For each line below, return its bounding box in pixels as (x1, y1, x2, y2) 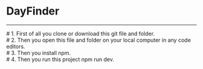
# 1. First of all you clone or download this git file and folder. (6, 30, 155, 37)
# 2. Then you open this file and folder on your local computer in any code (6, 36, 192, 44)
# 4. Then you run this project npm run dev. (6, 56, 115, 63)
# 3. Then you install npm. (6, 49, 71, 56)
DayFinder (6, 4, 60, 18)
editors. (6, 42, 25, 50)
